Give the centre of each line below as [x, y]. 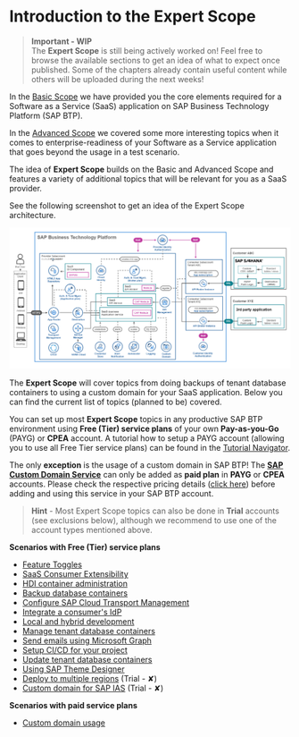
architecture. [33, 215]
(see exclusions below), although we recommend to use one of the [154, 521]
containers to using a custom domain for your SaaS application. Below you [146, 393]
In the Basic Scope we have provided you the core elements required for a [146, 97]
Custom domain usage [63, 723]
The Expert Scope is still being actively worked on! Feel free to [147, 50]
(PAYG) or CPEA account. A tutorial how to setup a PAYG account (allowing [147, 438]
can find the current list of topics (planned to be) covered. [116, 402]
